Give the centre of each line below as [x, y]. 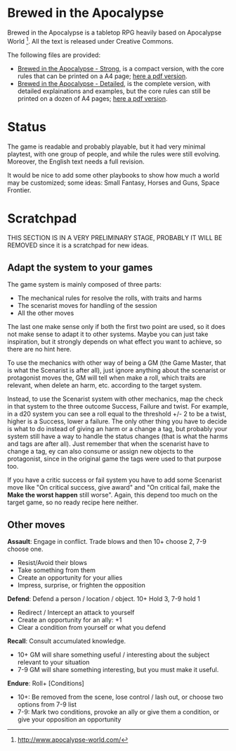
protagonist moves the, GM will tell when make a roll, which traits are [107, 378]
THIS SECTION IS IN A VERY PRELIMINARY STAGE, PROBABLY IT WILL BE [115, 238]
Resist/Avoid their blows [52, 563]
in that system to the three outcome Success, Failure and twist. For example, [118, 406]
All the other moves [46, 313]
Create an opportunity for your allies [70, 578]
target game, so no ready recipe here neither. [73, 502]
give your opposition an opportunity [69, 719]
